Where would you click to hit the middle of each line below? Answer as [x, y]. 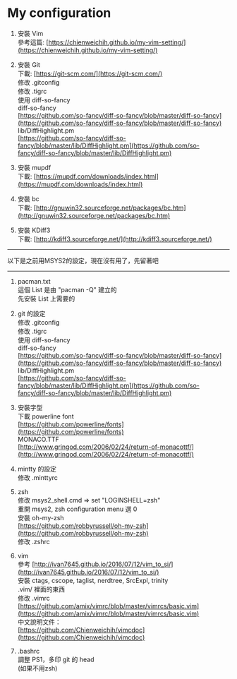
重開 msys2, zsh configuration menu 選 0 [77, 509]
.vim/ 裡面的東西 [41, 589]
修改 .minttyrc [38, 477]
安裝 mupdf [34, 167]
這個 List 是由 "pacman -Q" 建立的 [67, 289]
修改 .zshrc [34, 541]
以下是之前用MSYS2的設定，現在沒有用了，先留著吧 [83, 260]
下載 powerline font [45, 416]
